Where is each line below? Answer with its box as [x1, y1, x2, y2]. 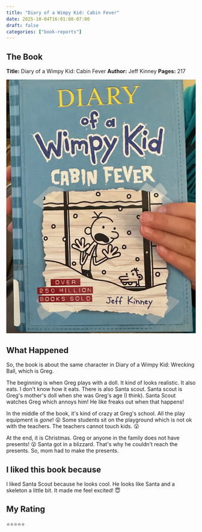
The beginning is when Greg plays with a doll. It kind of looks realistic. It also [6, 379, 196, 387]
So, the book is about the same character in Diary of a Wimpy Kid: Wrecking [6, 361, 195, 369]
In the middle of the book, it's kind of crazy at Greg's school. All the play [6, 410, 185, 417]
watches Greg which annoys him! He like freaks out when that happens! [6, 398, 185, 405]
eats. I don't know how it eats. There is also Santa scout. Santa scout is [6, 385, 183, 393]
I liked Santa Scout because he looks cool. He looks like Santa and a [6, 480, 176, 488]
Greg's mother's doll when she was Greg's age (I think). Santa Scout [6, 392, 176, 399]
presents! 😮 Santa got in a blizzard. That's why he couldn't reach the [6, 441, 178, 448]
